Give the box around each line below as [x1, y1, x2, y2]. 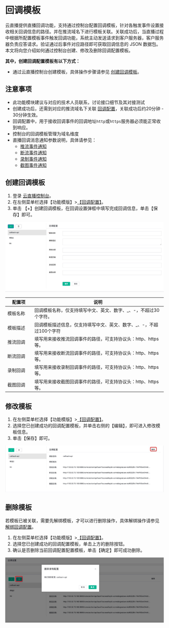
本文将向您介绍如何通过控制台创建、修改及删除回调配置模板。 [5, 47, 133, 53]
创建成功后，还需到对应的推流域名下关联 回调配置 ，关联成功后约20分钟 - [12, 105, 164, 111]
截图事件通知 [20, 162, 47, 168]
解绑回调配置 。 [5, 524, 36, 530]
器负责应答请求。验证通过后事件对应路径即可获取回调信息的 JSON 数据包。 [5, 41, 161, 47]
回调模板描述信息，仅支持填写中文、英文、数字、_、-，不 [34, 322, 154, 328]
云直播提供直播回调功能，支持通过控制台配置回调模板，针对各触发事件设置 [5, 22, 159, 28]
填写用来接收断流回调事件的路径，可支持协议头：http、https [34, 350, 159, 356]
